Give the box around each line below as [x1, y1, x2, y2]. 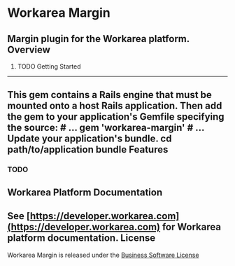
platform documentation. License [7, 232, 156, 244]
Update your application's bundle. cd [7, 133, 172, 145]
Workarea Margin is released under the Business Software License [7, 251, 199, 259]
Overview [7, 43, 51, 55]
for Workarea [162, 221, 222, 233]
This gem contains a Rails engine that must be [7, 89, 212, 101]
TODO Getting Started [17, 62, 81, 71]
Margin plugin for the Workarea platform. [7, 33, 190, 45]
